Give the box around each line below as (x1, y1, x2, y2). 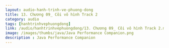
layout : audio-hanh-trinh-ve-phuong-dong (5, 7, 94, 12)
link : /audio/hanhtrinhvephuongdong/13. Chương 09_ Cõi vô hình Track (5, 26, 156, 31)
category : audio (5, 16, 39, 21)
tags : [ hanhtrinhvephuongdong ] (5, 21, 71, 26)
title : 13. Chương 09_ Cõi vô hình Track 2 (5, 12, 98, 17)
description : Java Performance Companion (5, 35, 96, 40)
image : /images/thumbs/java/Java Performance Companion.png (5, 30, 134, 35)
